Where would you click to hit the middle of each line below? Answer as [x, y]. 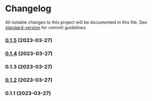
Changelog [28, 9]
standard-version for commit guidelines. [46, 27]
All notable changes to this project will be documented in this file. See [76, 22]
